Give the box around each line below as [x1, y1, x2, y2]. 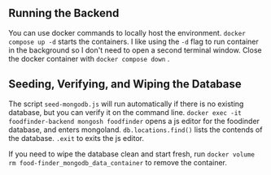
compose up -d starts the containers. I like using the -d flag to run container [8, 36, 259, 46]
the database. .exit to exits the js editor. [8, 133, 145, 143]
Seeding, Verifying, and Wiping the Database [8, 77, 242, 92]
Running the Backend [8, 6, 120, 20]
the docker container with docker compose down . [8, 53, 170, 63]
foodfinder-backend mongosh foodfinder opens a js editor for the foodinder [8, 116, 260, 126]
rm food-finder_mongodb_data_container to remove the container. [8, 157, 228, 167]
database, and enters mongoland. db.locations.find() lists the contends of [8, 125, 263, 134]
